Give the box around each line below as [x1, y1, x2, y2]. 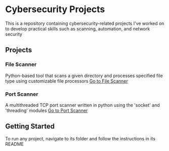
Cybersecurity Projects [5, 4, 105, 15]
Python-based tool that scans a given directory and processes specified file [5, 72, 163, 79]
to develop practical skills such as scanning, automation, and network [5, 25, 150, 31]
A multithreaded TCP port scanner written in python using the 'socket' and [5, 102, 160, 108]
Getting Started [5, 122, 55, 131]
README [5, 141, 24, 147]
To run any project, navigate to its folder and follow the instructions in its [5, 135, 155, 141]
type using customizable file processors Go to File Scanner [5, 78, 128, 84]
